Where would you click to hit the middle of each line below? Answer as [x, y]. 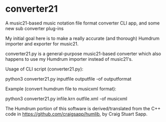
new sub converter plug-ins [35, 28]
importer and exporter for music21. [42, 43]
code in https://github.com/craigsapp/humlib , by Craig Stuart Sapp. [76, 114]
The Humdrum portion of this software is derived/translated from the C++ [83, 108]
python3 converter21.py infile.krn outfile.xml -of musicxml [66, 99]
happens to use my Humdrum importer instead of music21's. [69, 59]
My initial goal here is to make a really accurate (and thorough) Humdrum [82, 38]
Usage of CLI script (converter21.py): [44, 69]
